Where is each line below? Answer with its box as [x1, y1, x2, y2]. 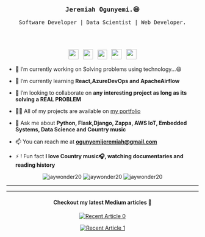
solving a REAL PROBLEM [15, 96, 81, 103]
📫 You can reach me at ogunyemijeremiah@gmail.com [15, 138, 157, 145]
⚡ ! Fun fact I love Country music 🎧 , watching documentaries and [15, 153, 184, 160]
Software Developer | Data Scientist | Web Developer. [18, 19, 187, 26]
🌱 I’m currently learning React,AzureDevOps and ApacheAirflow [15, 78, 180, 85]
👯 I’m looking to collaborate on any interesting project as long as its [15, 89, 187, 97]
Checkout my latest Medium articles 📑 [53, 199, 152, 206]
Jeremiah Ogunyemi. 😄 [65, 5, 140, 13]
